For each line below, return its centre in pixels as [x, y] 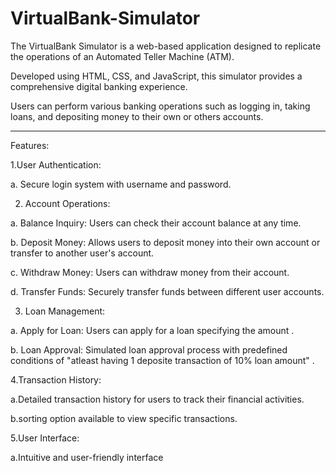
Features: [30, 145]
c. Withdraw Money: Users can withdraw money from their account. [150, 272]
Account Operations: [67, 203]
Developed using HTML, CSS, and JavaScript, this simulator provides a [156, 76]
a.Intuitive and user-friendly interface [87, 457]
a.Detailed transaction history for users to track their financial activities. [157, 399]
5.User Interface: [45, 438]
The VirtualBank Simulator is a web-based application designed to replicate [166, 46]
